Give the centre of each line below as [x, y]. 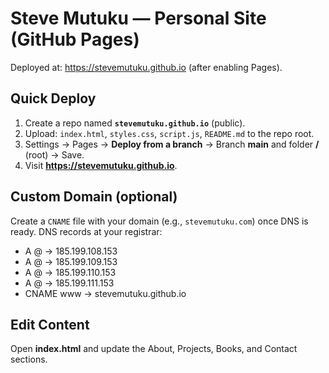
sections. [29, 359]
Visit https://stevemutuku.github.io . [101, 165]
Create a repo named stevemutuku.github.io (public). [135, 123]
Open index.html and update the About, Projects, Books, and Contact [154, 349]
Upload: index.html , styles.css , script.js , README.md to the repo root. [169, 133]
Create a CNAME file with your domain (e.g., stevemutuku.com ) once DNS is [159, 221]
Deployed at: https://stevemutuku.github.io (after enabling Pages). [146, 67]
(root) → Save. [54, 154]
